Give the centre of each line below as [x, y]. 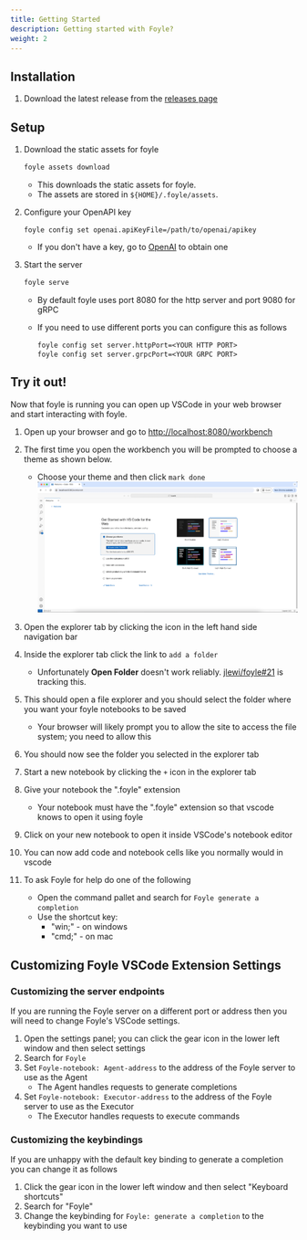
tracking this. [61, 682]
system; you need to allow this [94, 737]
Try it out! [39, 382]
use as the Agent [55, 1077]
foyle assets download [67, 167]
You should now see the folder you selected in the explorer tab [141, 754]
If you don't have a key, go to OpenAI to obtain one [133, 247]
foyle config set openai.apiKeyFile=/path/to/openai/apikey [140, 230]
